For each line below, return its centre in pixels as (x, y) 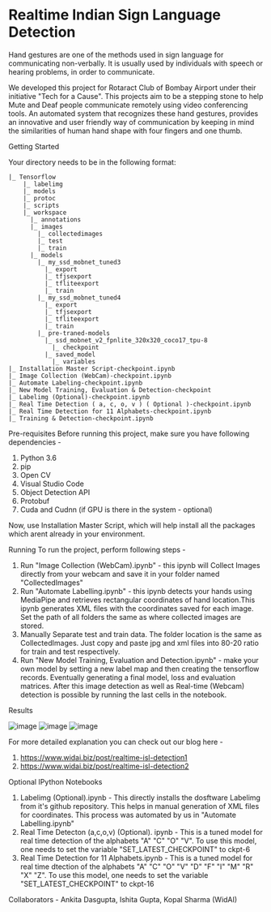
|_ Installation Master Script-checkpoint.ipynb (92, 368)
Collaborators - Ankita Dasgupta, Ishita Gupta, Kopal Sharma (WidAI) (123, 899)
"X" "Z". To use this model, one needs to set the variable (114, 875)
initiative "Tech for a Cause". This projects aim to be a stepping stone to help (136, 96)
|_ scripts (41, 205)
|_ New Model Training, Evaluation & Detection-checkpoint (110, 390)
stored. (32, 626)
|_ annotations (55, 219)
